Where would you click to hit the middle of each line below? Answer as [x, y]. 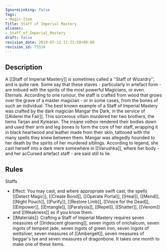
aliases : [14, 28]
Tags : [11, 14]
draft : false [19, 38]
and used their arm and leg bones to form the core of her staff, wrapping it [82, 127]
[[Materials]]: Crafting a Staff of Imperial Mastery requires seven [78, 217]
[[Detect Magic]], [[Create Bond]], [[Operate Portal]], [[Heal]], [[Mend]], [86, 196]
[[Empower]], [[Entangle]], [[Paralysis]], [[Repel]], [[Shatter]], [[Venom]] [86, 207]
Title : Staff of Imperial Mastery [41, 24]
